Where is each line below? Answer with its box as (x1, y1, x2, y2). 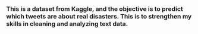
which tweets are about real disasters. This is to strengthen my (6, 12, 192, 20)
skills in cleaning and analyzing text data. (6, 20, 128, 28)
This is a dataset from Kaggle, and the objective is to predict (6, 5, 183, 13)
